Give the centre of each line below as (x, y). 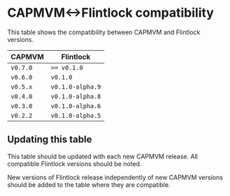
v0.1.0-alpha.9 (76, 86)
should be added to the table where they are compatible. (89, 184)
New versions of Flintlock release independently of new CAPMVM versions (115, 177)
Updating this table (50, 140)
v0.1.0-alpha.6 (76, 106)
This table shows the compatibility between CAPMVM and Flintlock (104, 32)
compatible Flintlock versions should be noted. (74, 164)
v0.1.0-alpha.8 (76, 96)
